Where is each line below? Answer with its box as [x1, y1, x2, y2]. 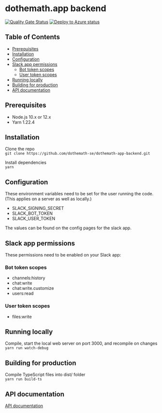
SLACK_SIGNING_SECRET [12, 206, 64, 211]
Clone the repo [5, 146, 35, 152]
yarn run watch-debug [5, 346, 49, 350]
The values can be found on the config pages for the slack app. [5, 225, 132, 231]
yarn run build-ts [5, 377, 42, 382]
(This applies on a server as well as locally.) [5, 196, 92, 202]
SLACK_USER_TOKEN [12, 216, 56, 222]
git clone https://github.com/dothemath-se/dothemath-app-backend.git [5, 151, 150, 156]
